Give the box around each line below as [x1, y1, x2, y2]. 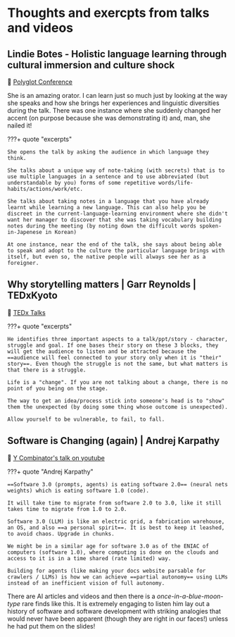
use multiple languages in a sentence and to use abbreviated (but [7, 173, 210, 180]
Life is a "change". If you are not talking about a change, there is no [7, 378, 229, 385]
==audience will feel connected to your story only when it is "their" [7, 354, 222, 361]
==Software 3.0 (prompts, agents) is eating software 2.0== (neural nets [7, 481, 229, 488]
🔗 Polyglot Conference [7, 78, 72, 86]
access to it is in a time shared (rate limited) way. [7, 555, 172, 562]
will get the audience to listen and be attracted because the [7, 347, 197, 355]
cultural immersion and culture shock [7, 58, 175, 71]
